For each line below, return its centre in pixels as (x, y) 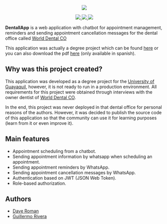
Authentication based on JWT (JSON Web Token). (64, 178)
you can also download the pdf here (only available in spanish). (70, 53)
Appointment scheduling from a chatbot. (54, 151)
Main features (28, 139)
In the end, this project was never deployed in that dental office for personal (83, 107)
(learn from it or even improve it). (39, 123)
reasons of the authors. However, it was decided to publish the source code (83, 112)
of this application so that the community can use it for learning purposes (81, 118)
